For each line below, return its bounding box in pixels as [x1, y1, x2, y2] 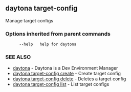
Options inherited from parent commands [5, 30, 111, 37]
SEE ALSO [5, 53, 31, 60]
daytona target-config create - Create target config [12, 71, 121, 77]
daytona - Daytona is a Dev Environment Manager [12, 65, 118, 71]
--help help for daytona [18, 42, 77, 47]
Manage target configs [5, 17, 54, 23]
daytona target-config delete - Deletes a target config [12, 76, 126, 82]
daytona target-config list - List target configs [12, 81, 110, 87]
